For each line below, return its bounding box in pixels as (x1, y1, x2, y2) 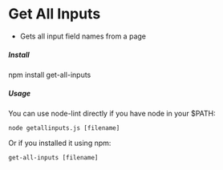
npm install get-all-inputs (8, 70, 91, 79)
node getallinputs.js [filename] (8, 123, 120, 132)
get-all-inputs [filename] (8, 153, 99, 161)
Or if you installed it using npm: (8, 138, 111, 148)
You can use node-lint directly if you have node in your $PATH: (8, 108, 217, 118)
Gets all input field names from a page (19, 31, 147, 41)
